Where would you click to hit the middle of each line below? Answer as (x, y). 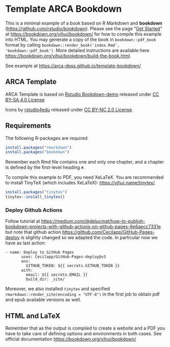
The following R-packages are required (46, 138)
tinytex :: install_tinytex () (35, 197)
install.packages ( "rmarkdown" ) (39, 147)
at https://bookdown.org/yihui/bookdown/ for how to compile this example (83, 34)
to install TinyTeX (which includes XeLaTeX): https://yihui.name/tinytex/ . (81, 183)
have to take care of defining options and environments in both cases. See (83, 334)
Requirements (28, 126)
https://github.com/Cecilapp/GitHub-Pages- (108, 232)
